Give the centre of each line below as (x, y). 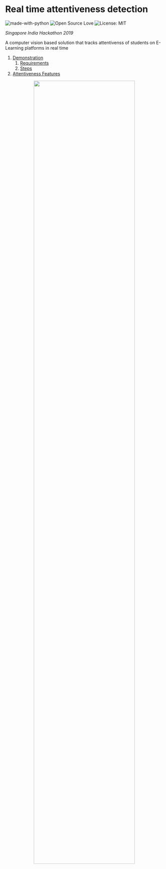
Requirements (34, 63)
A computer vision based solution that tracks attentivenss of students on (80, 42)
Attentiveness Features (36, 73)
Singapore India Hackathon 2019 (39, 33)
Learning (15, 48)
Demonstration (28, 57)
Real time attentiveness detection (77, 9)
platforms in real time (47, 48)
